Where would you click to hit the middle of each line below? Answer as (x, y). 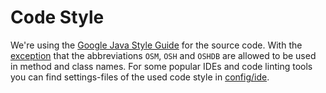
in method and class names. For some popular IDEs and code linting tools (161, 66)
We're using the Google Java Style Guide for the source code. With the (156, 45)
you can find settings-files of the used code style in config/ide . (140, 77)
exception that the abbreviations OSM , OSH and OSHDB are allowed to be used (163, 55)
